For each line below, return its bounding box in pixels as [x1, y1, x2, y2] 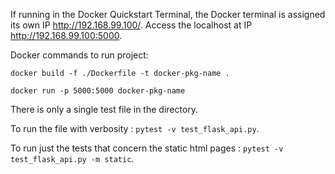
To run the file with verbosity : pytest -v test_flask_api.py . [10, 123, 260, 134]
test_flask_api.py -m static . [10, 153, 135, 164]
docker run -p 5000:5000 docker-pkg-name [10, 86, 186, 96]
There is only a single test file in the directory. [10, 104, 199, 115]
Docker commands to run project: [10, 49, 149, 61]
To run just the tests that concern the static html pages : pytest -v [10, 142, 284, 154]
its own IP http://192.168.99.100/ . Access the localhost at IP [10, 19, 253, 31]
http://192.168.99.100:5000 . [10, 30, 123, 41]
